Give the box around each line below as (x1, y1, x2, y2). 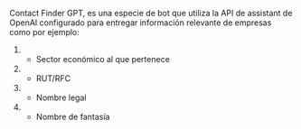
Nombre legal (35, 92, 87, 103)
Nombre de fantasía (35, 112, 110, 122)
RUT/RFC (35, 73, 71, 84)
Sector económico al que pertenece (35, 54, 170, 64)
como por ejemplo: (9, 27, 80, 37)
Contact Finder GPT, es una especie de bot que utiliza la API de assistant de (9, 8, 293, 18)
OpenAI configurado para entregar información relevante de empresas (9, 17, 272, 28)
